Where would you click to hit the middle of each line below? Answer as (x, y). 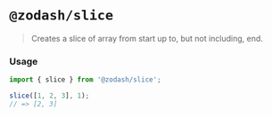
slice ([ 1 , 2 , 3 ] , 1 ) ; (49, 96)
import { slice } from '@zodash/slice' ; (86, 80)
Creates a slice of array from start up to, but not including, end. (147, 38)
